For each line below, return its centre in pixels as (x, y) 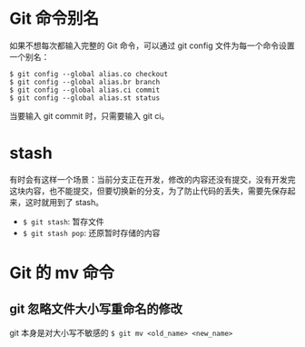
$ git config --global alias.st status (85, 98)
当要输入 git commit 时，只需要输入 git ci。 (89, 115)
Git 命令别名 (54, 19)
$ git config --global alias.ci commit (85, 90)
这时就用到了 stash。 (64, 202)
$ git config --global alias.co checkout (89, 74)
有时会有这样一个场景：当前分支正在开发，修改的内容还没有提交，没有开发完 (152, 179)
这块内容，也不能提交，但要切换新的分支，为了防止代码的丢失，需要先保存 (148, 191)
